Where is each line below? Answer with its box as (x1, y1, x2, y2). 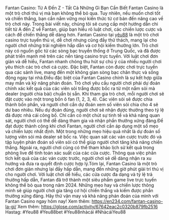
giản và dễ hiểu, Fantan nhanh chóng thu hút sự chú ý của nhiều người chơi (5, 59, 162, 64)
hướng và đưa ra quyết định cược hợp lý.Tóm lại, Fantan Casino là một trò (5, 161, 157, 166)
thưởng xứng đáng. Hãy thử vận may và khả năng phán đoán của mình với (5, 193, 159, 199)
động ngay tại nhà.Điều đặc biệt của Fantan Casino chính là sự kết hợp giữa (5, 75, 162, 80)
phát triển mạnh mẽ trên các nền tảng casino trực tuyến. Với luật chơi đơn (5, 53, 158, 59)
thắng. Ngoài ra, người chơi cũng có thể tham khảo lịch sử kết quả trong (5, 145, 155, 150)
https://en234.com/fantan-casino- (91, 198, 163, 204)
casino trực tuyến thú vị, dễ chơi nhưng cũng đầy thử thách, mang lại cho (5, 37, 157, 43)
